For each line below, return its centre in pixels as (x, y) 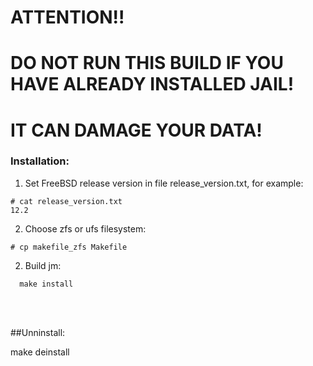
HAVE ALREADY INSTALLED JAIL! (152, 84)
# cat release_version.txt (66, 201)
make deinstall (40, 352)
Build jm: (43, 265)
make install (46, 284)
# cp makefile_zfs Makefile (69, 247)
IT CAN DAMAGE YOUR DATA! (136, 130)
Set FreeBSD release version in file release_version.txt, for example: (164, 183)
